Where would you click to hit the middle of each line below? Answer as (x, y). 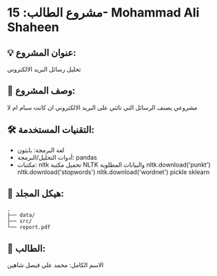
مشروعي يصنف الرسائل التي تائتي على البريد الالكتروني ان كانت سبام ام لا (102, 107)
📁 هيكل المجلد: (35, 194)
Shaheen (33, 27)
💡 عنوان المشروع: (42, 53)
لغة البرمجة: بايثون (41, 150)
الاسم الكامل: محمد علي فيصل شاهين (55, 265)
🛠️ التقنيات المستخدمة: (51, 130)
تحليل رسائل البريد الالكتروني (44, 69)
